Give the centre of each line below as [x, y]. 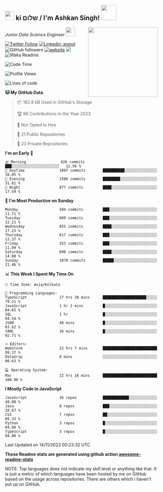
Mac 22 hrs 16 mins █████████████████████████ [81, 375]
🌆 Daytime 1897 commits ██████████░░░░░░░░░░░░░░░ [81, 170]
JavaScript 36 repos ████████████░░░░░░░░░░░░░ [81, 397]
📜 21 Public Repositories [41, 134]
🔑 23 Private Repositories [42, 143]
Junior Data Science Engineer [35, 34]
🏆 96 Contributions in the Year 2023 [54, 113]
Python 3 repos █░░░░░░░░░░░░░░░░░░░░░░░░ [81, 423]
